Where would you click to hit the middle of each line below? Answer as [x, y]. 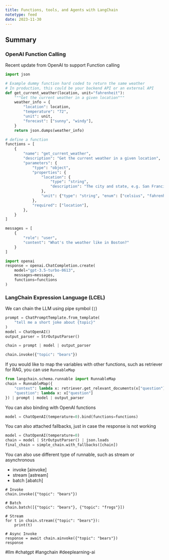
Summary [21, 40]
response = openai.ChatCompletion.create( [50, 266]
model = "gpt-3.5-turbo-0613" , [45, 271]
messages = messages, [35, 275]
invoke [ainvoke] [29, 470]
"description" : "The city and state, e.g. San [100, 187]
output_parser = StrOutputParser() [43, 336]
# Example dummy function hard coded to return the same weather [75, 83]
